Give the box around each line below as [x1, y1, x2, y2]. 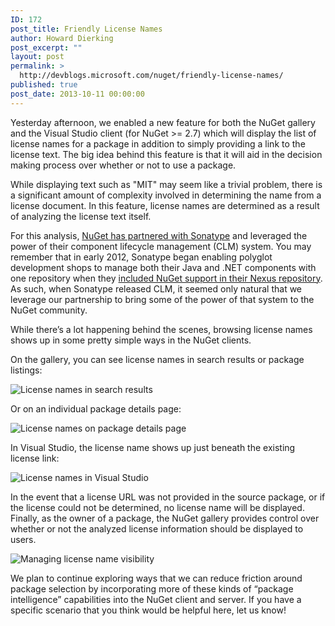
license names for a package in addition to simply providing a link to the [10, 137, 306, 150]
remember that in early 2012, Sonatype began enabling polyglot [10, 251, 273, 263]
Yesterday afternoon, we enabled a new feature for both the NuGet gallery [10, 116, 316, 128]
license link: [10, 452, 60, 464]
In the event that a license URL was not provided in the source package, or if [10, 491, 326, 503]
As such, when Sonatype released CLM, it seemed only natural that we [10, 282, 303, 295]
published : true [10, 80, 78, 90]
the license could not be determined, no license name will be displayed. [10, 501, 305, 513]
